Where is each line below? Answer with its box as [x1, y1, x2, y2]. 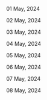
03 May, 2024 [6, 28, 41, 36]
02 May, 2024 [6, 17, 41, 23]
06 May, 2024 [6, 63, 41, 70]
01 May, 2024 [6, 5, 40, 12]
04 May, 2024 [6, 40, 42, 47]
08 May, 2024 [6, 87, 41, 94]
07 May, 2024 [6, 75, 41, 82]
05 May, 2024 [6, 52, 41, 59]
